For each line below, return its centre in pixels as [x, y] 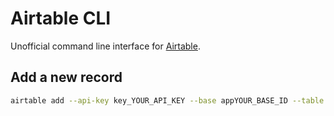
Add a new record [66, 77]
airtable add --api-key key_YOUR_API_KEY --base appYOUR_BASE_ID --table [167, 100]
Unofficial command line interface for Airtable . [105, 46]
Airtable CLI [61, 18]
